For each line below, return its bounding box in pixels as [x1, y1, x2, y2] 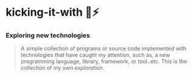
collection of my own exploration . [20, 64, 105, 72]
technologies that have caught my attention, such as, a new [20, 52, 170, 59]
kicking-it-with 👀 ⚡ [5, 5, 100, 19]
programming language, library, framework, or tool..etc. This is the [20, 58, 188, 65]
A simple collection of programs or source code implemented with [20, 45, 187, 52]
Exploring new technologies [5, 32, 91, 40]
